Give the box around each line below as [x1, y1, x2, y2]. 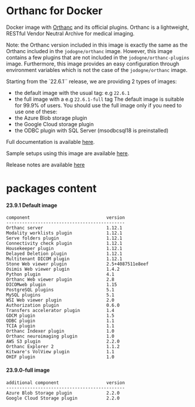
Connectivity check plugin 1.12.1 [6, 241, 123, 247]
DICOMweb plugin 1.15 [6, 282, 117, 288]
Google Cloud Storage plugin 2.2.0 [6, 395, 120, 401]
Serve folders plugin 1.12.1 [6, 235, 123, 241]
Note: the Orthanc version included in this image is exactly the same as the [6, 41, 188, 48]
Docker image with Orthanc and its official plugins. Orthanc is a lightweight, [6, 24, 190, 31]
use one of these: [14, 108, 58, 115]
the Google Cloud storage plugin [14, 120, 94, 127]
